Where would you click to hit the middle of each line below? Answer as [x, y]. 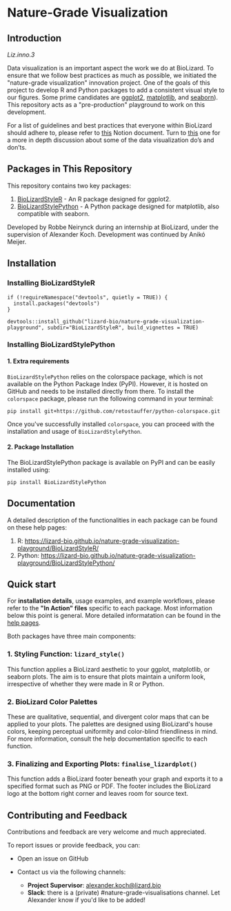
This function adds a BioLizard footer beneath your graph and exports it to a [115, 779]
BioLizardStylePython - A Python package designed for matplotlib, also [118, 206]
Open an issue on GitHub [53, 859]
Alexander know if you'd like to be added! [87, 900]
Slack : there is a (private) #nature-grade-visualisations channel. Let [124, 893]
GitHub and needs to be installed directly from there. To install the [101, 391]
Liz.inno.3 [21, 54]
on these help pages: [37, 527]
